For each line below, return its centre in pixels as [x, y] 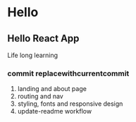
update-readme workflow [55, 111]
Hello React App [43, 38]
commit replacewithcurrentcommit [68, 73]
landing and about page [52, 89]
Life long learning [33, 55]
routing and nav [40, 97]
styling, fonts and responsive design [70, 104]
